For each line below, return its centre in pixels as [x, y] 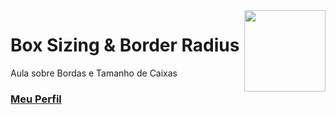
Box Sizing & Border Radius [125, 45]
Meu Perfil [36, 99]
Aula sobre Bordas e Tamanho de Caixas [94, 73]
